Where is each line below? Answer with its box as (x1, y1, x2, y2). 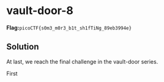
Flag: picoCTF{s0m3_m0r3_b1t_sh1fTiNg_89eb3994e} (6, 24, 132, 31)
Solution (6, 42, 39, 52)
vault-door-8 (6, 4, 73, 18)
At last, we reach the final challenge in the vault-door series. (6, 58, 158, 65)
